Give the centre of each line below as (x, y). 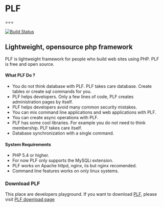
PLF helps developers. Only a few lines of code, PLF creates (73, 97)
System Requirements (28, 144)
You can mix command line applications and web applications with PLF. (84, 112)
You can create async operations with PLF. (55, 117)
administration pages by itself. (43, 102)
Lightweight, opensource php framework (69, 47)
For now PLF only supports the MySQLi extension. (63, 160)
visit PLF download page (30, 200)
